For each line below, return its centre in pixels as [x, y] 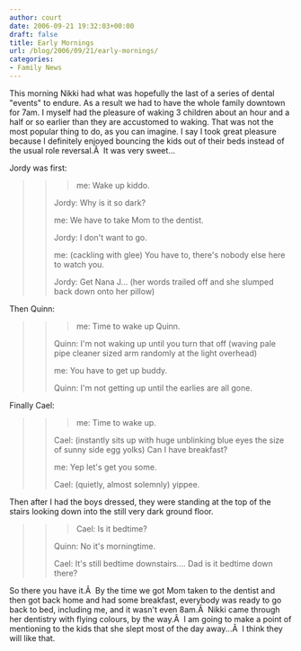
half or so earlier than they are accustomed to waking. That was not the [142, 121]
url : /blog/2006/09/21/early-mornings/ [84, 51]
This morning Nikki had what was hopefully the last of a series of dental [142, 93]
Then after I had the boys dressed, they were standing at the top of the [140, 501]
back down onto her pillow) [104, 291]
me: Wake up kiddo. [113, 185]
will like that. [32, 638]
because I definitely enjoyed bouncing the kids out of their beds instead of [147, 141]
